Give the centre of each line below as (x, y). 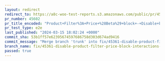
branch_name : (18, 46)
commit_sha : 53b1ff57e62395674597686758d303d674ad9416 (62, 37)
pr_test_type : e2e (23, 28)
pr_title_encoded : (23, 23)
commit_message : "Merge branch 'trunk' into (51, 42)
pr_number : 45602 (22, 19)
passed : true (18, 51)
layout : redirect (22, 10)
